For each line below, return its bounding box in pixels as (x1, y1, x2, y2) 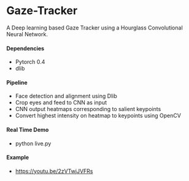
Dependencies (6, 44, 45, 52)
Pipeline (6, 79, 28, 86)
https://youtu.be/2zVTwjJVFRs (15, 167, 93, 175)
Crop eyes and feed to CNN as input (15, 99, 107, 106)
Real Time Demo (6, 126, 49, 133)
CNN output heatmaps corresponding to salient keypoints (15, 106, 161, 113)
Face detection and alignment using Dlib (15, 93, 118, 100)
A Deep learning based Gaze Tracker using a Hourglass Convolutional (6, 24, 183, 31)
